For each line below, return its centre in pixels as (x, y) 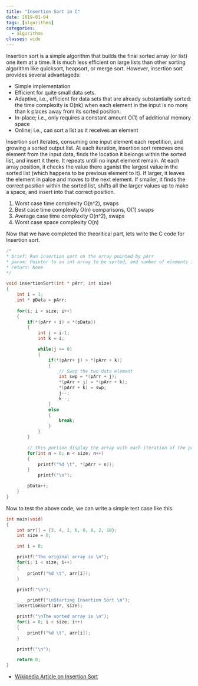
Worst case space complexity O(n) (57, 222)
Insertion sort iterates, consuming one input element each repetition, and (95, 142)
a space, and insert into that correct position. (61, 192)
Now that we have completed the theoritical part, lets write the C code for (95, 234)
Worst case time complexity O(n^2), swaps (67, 203)
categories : (21, 28)
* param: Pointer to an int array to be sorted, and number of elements (97, 262)
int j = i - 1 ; (53, 333)
